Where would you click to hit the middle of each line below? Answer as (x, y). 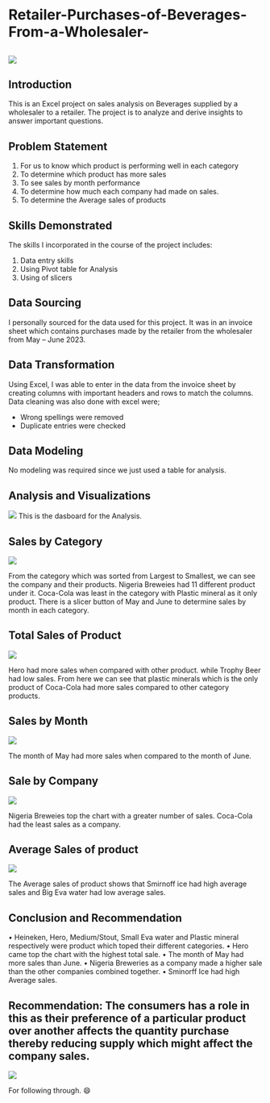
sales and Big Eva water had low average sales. (87, 893)
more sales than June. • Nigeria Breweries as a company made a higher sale (135, 963)
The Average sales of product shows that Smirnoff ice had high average (128, 884)
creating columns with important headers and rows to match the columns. (131, 393)
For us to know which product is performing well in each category (129, 166)
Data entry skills (47, 260)
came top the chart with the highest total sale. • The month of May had (126, 955)
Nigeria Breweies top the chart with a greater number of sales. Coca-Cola (131, 815)
